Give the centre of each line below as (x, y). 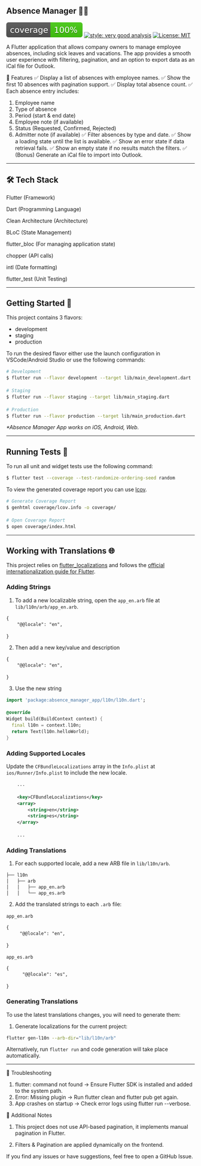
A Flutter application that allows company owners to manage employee (94, 47)
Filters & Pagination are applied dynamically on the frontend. (89, 1145)
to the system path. (39, 1091)
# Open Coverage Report (36, 520)
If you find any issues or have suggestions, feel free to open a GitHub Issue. (100, 1156)
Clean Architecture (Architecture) (47, 221)
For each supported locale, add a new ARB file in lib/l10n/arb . (92, 863)
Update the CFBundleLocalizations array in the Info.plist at (81, 766)
